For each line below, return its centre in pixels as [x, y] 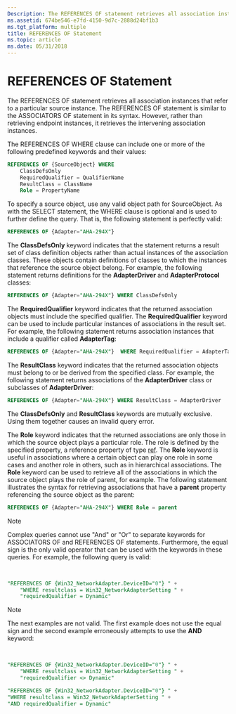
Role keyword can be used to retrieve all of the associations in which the [112, 472]
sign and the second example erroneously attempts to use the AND [105, 631]
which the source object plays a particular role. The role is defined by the [113, 442]
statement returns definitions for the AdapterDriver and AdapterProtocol [113, 275]
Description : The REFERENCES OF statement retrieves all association [111, 14]
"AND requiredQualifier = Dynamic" [59, 703]
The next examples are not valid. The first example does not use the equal [114, 623]
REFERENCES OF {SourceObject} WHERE [61, 164]
